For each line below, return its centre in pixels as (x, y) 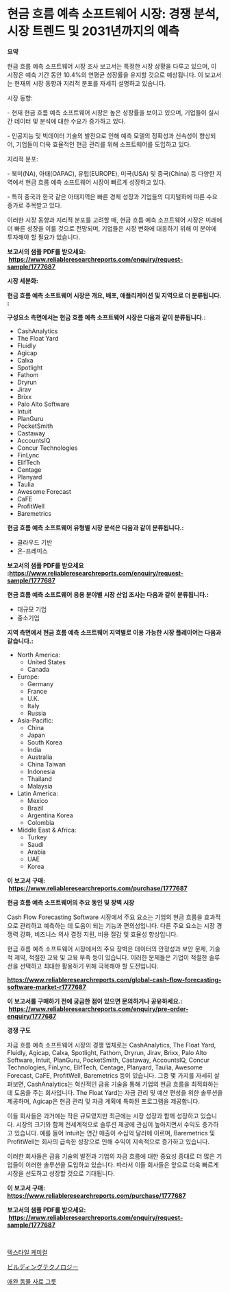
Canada (38, 669)
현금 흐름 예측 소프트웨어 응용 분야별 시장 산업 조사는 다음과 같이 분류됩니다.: (108, 594)
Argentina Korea (50, 815)
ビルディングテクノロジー (43, 1267)
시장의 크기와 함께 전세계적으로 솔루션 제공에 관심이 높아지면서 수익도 (108, 1124)
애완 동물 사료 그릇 (32, 1281)
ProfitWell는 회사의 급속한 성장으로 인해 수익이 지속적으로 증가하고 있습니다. (108, 1142)
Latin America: (37, 793)
